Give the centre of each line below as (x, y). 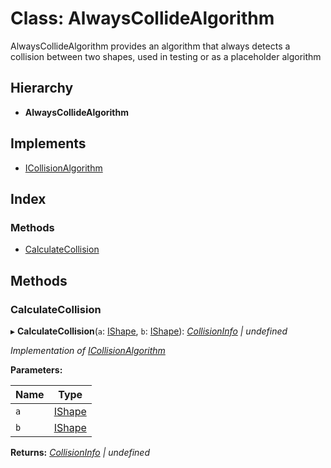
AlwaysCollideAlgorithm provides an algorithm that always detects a (150, 46)
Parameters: (36, 369)
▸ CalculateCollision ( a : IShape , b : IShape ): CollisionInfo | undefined (149, 331)
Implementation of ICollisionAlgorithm (88, 350)
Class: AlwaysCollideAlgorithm (142, 18)
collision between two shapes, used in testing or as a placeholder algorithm (166, 56)
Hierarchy (42, 88)
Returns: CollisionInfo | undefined (80, 452)
